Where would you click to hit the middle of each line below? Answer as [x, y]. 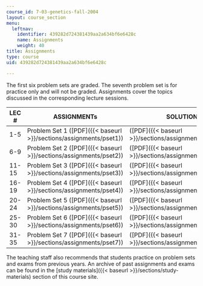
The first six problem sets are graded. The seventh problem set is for [92, 85]
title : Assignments [31, 51]
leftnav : [23, 29]
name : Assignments [40, 40]
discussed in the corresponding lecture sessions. [67, 98]
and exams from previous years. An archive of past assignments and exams [101, 264]
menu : [13, 23]
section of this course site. [65, 276]
